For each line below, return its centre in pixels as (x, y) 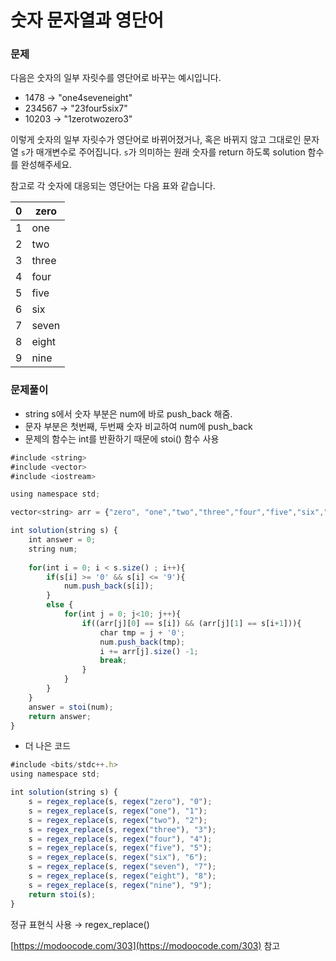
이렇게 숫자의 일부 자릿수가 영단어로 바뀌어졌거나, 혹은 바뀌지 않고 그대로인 (156, 140)
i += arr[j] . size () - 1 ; (149, 651)
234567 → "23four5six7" (76, 108)
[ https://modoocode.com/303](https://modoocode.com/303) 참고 (145, 945)
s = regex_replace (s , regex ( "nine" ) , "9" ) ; (120, 885)
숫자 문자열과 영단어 (87, 20)
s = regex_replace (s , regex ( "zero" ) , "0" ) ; (120, 802)
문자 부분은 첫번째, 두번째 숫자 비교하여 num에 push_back (138, 426)
